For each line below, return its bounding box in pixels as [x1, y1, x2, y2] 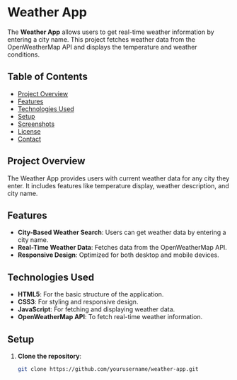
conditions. [7, 50, 40, 59]
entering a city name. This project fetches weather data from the [7, 35, 196, 43]
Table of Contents [7, 71, 88, 83]
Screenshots [17, 120, 55, 128]
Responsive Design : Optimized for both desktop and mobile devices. [17, 251, 219, 259]
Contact [17, 134, 41, 143]
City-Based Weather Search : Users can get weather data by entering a [17, 228, 226, 237]
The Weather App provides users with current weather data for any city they [7, 174, 230, 183]
